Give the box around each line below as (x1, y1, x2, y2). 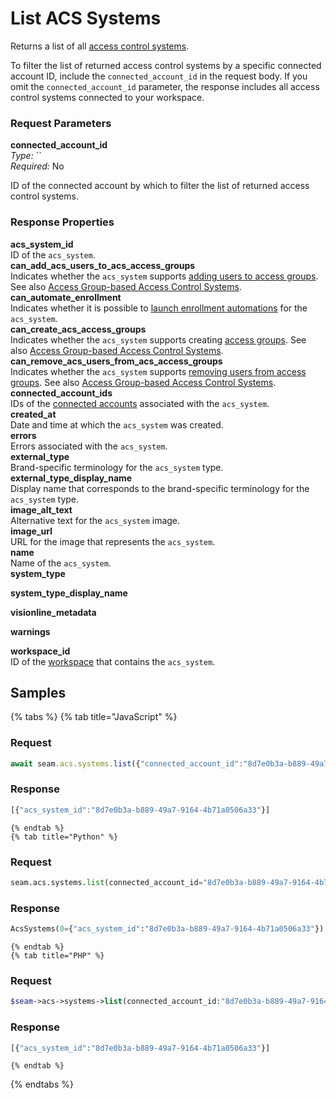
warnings (10, 625, 51, 637)
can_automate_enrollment (10, 291, 122, 303)
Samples (10, 684, 67, 701)
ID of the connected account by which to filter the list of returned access (10, 180, 310, 192)
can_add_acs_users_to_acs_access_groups (10, 259, 196, 271)
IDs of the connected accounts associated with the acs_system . (10, 397, 270, 409)
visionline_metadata (10, 606, 97, 618)
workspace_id (10, 645, 71, 657)
